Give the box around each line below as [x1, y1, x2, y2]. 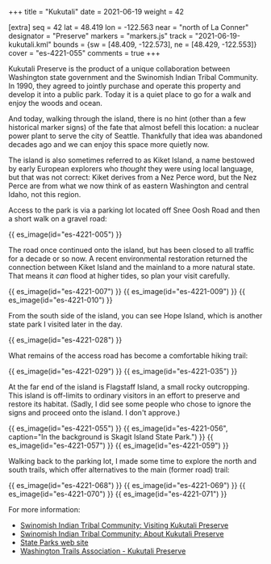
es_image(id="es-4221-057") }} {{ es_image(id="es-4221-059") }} [8, 440, 229, 450]
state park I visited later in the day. [8, 319, 123, 329]
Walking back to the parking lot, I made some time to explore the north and [8, 457, 256, 465]
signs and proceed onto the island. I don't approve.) [8, 408, 181, 417]
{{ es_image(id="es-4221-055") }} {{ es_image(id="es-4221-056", [8, 423, 228, 433]
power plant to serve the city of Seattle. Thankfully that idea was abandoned [8, 131, 263, 141]
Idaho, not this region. [8, 190, 81, 199]
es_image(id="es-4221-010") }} [8, 295, 113, 305]
